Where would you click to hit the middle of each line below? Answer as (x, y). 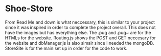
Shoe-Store (29, 9)
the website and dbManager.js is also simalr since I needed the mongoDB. (80, 43)
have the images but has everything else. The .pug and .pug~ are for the (78, 32)
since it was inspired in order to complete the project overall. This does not (80, 27)
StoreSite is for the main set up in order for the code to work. (66, 48)
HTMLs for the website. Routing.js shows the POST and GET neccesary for (80, 38)
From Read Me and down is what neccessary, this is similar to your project (80, 22)
